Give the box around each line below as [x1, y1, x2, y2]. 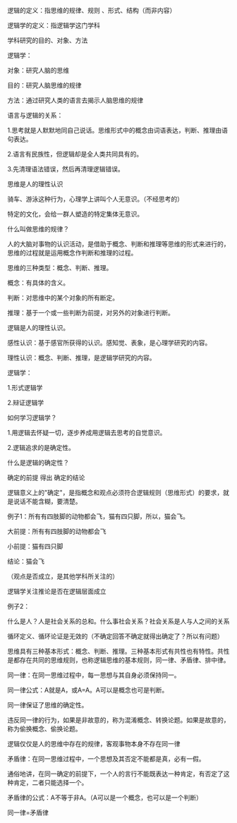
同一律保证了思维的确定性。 [7, 701, 88, 709]
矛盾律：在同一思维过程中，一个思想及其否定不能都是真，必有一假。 [7, 755, 205, 763]
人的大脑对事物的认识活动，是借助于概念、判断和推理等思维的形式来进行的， [7, 240, 230, 248]
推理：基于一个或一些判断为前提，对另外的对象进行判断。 [7, 309, 174, 317]
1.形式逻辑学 [7, 384, 43, 391]
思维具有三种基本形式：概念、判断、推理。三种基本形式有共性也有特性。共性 [7, 647, 230, 655]
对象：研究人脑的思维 [7, 66, 69, 74]
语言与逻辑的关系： [7, 111, 63, 119]
